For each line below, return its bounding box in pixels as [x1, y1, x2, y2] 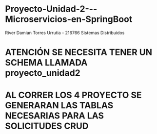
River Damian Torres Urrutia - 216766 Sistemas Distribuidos [5, 30, 125, 35]
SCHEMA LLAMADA [5, 57, 88, 68]
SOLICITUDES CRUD [5, 120, 89, 132]
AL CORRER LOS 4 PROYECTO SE [5, 90, 142, 100]
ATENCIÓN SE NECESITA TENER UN [5, 47, 153, 58]
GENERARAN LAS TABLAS [5, 100, 114, 111]
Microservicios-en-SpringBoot [5, 14, 133, 25]
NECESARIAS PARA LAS [5, 110, 104, 121]
